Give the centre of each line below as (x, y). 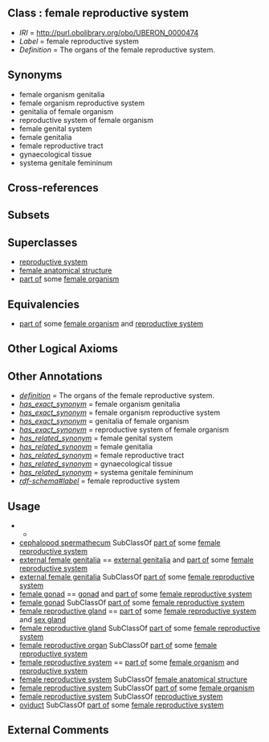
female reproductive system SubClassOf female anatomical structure (133, 679)
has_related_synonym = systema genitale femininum (106, 473)
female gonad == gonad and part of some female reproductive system (135, 594)
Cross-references (53, 188)
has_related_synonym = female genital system (96, 438)
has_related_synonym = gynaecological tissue (96, 464)
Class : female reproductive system (98, 13)
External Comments (58, 730)
